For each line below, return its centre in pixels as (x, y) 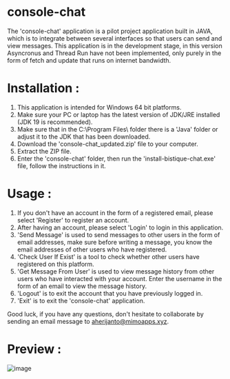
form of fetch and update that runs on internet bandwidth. (89, 60)
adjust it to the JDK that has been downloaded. (84, 136)
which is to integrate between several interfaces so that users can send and (115, 38)
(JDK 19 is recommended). (55, 122)
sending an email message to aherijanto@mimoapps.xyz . (88, 321)
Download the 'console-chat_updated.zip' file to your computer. (107, 144)
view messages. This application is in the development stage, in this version (115, 45)
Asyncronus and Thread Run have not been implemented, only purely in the (114, 53)
